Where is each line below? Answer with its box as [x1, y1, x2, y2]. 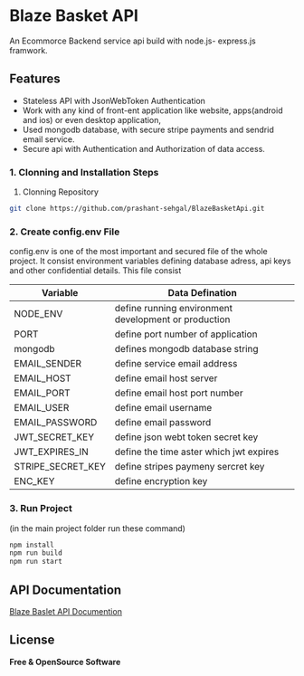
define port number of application [114, 328, 258, 340]
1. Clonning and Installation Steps [9, 166, 159, 178]
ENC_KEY [14, 475, 55, 488]
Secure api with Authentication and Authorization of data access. [22, 143, 265, 154]
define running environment [114, 302, 233, 315]
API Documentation [9, 582, 122, 597]
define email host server [114, 372, 218, 385]
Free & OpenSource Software [9, 656, 121, 667]
